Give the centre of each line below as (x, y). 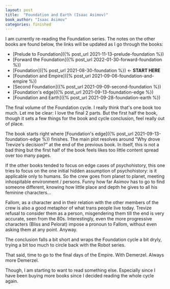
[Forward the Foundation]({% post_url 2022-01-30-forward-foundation (87, 60)
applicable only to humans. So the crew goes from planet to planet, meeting (85, 176)
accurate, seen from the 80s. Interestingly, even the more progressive (79, 219)
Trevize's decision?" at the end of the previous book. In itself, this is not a (82, 145)
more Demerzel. (22, 260)
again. (12, 281)
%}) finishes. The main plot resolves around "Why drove (101, 139)
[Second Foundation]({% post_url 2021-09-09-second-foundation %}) (87, 87)
